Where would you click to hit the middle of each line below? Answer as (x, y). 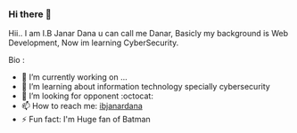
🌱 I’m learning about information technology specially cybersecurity (146, 87)
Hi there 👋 (30, 14)
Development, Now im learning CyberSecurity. (94, 43)
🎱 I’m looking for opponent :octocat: (87, 96)
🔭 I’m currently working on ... (74, 77)
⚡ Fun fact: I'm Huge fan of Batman (86, 120)
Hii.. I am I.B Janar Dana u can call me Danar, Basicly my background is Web (148, 34)
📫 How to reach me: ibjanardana (82, 106)
